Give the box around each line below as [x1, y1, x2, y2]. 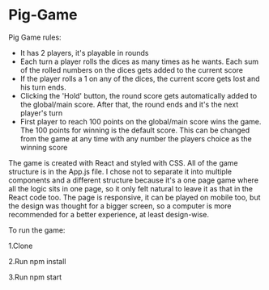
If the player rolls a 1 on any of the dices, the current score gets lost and [19, 74, 261, 83]
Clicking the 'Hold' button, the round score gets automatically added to [19, 90, 258, 100]
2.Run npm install [8, 256, 66, 266]
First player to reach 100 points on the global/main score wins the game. [19, 116, 262, 126]
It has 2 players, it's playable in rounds [19, 48, 149, 57]
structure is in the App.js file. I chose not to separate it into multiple [8, 166, 233, 176]
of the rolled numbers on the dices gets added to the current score [19, 65, 243, 74]
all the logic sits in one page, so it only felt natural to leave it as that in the [8, 183, 254, 193]
